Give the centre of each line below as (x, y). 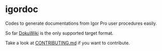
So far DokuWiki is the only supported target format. (59, 33)
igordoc (22, 9)
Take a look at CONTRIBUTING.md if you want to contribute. (67, 43)
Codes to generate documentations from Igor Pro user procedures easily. (81, 23)
